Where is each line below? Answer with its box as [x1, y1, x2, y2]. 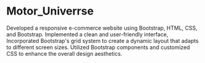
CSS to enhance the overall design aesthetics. [6, 50, 122, 57]
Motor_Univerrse [6, 4, 94, 18]
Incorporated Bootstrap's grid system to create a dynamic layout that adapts [6, 37, 199, 44]
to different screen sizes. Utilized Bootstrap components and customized [6, 44, 190, 51]
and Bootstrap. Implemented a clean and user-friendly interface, [6, 30, 168, 38]
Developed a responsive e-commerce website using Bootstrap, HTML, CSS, [6, 24, 198, 31]
